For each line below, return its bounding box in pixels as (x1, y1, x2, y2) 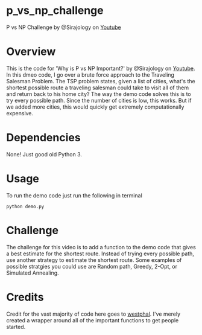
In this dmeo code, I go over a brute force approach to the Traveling (6, 71, 175, 78)
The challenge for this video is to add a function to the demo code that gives (6, 243, 196, 250)
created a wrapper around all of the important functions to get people (6, 316, 179, 324)
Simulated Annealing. (6, 269, 59, 276)
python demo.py (6, 203, 45, 209)
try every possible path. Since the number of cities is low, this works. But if (6, 97, 192, 104)
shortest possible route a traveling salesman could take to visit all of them (6, 84, 189, 91)
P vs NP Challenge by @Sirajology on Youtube (6, 24, 122, 31)
